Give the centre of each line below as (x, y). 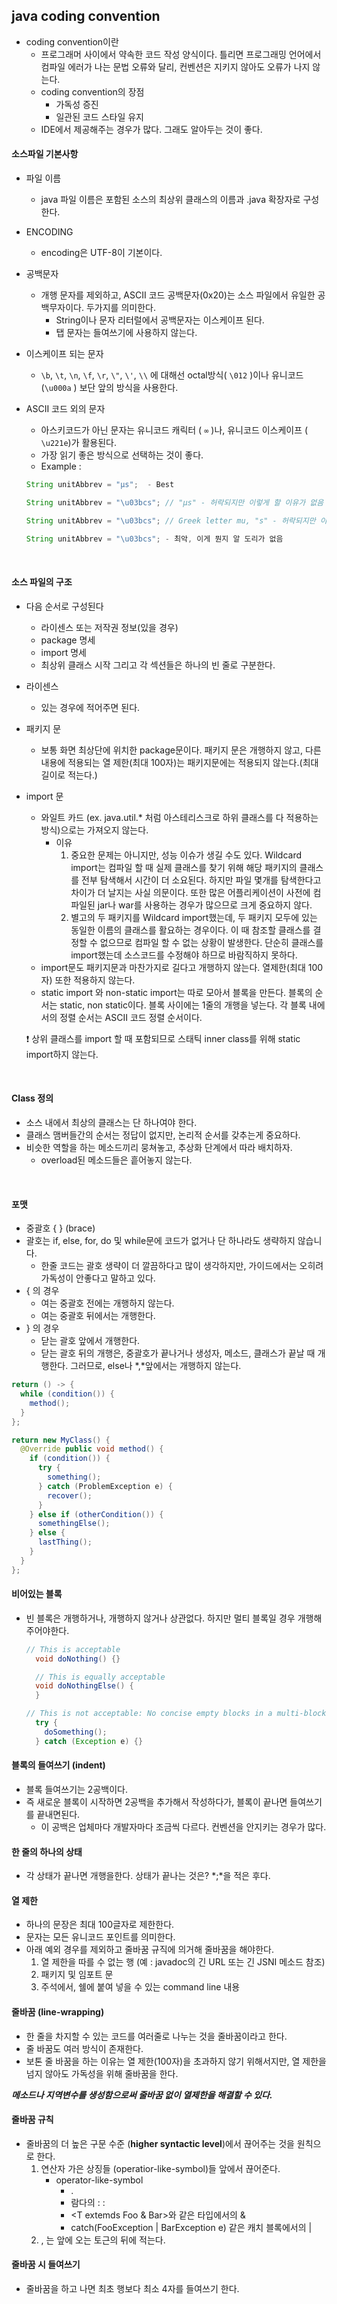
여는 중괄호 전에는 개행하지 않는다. (107, 1303)
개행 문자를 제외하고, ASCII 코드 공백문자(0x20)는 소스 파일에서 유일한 (178, 295)
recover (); (70, 1495)
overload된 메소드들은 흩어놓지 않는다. (116, 1160)
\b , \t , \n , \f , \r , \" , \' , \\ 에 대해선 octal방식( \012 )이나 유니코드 (172, 375)
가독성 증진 (77, 104)
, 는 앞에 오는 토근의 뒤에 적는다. (103, 2240)
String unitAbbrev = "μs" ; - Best (100, 485)
